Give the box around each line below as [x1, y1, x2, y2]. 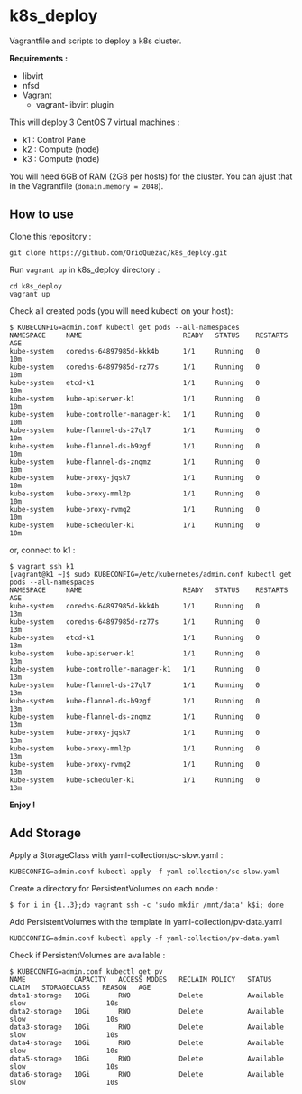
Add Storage [9, 825, 81, 841]
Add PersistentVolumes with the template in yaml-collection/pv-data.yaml [9, 916, 282, 927]
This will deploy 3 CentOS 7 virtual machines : [9, 117, 180, 127]
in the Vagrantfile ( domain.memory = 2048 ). [9, 180, 164, 191]
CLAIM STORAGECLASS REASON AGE [9, 983, 151, 992]
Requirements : [9, 52, 69, 63]
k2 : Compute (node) [22, 144, 100, 155]
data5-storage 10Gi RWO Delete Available [9, 1054, 284, 1063]
